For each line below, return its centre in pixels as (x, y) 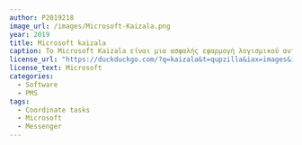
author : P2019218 (42, 18)
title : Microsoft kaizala (58, 43)
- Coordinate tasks (54, 110)
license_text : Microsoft (56, 68)
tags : (19, 101)
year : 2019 (30, 34)
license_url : (34, 59)
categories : (31, 77)
